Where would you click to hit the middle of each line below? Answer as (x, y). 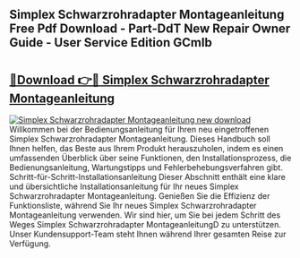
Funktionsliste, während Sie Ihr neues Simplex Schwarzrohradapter (133, 206)
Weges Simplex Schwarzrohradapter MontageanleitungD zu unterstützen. (146, 224)
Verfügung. (30, 244)
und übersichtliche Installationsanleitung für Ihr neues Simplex (124, 186)
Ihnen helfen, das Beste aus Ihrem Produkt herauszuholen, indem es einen (146, 148)
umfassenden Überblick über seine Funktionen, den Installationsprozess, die (150, 158)
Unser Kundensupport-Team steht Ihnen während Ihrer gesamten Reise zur (148, 234)
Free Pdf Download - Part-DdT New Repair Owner (150, 29)
